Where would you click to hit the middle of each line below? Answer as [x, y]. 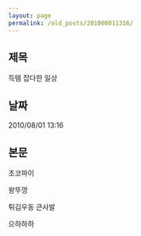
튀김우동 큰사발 [32, 206]
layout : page [30, 16]
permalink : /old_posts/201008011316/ [71, 23]
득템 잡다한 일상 [33, 78]
